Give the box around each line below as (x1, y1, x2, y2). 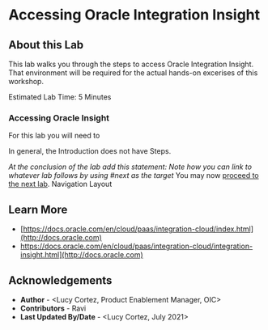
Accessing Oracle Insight (8, 112, 110, 123)
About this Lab (8, 38, 84, 52)
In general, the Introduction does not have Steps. (8, 146, 172, 156)
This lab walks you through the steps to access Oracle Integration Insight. (8, 59, 253, 69)
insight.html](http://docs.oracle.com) (19, 250, 143, 260)
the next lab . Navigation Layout (8, 180, 113, 189)
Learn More (8, 202, 68, 216)
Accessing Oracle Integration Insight (8, 6, 261, 24)
